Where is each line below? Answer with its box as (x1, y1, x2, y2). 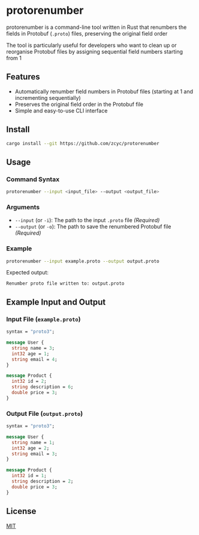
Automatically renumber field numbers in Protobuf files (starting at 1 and (14, 88, 194, 95)
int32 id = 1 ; (11, 473, 47, 479)
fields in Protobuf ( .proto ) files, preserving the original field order (6, 29, 168, 37)
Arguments (6, 203, 40, 211)
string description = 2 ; (11, 478, 74, 484)
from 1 (6, 54, 22, 61)
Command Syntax (6, 175, 60, 184)
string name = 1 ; (11, 439, 55, 445)
